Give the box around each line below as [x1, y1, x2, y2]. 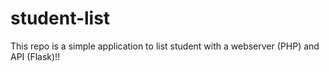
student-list [10, 7, 111, 30]
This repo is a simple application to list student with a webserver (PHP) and [10, 40, 320, 52]
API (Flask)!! [10, 50, 61, 62]
